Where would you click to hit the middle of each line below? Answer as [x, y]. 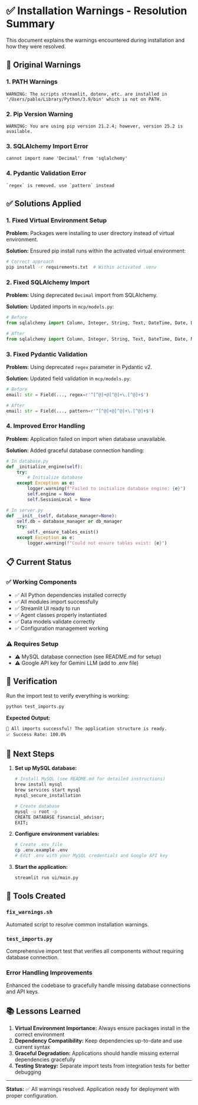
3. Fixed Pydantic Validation [47, 354]
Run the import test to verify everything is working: [68, 695]
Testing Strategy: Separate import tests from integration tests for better [102, 1066]
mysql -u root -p [36, 812]
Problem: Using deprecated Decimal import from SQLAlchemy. [82, 295]
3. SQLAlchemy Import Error [47, 146]
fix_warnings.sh [29, 912]
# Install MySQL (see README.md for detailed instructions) [90, 779]
